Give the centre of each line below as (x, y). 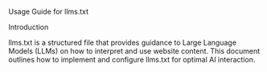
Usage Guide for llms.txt (49, 12)
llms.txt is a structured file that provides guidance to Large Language (123, 42)
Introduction (29, 27)
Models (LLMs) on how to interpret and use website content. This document (134, 51)
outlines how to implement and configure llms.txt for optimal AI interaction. (132, 60)
